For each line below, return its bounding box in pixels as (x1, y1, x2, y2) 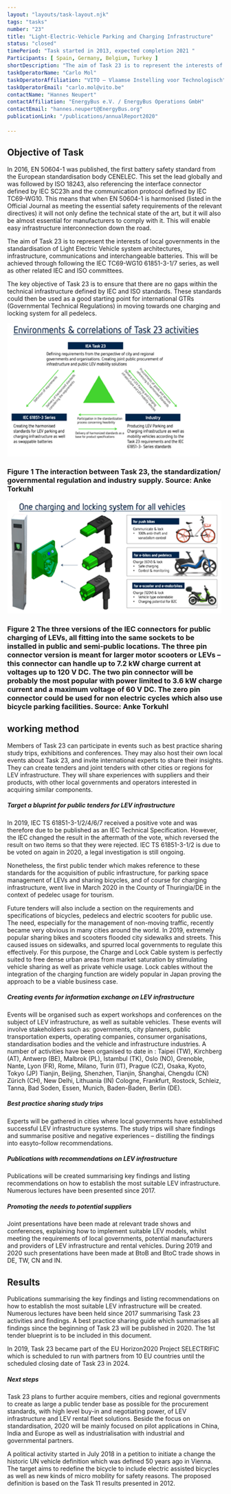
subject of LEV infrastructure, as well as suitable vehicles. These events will (7, 1017, 221, 1026)
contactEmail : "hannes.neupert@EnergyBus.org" (7, 106, 143, 113)
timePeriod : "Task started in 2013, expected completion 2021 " (7, 48, 195, 54)
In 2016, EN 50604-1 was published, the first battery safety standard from (7, 165, 216, 173)
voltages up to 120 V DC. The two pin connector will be (7, 667, 194, 677)
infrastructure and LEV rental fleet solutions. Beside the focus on (7, 1415, 190, 1423)
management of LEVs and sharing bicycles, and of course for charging (7, 876, 208, 884)
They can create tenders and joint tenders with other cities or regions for (7, 763, 213, 772)
